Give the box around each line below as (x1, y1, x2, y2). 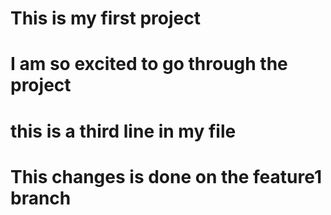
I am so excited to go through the (10, 53, 288, 76)
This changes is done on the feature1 (10, 165, 323, 188)
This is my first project (10, 7, 201, 30)
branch (10, 187, 72, 209)
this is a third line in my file (10, 120, 237, 142)
